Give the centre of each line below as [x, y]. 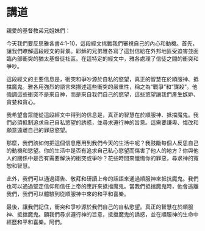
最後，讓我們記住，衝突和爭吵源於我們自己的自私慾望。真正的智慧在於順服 [100, 207]
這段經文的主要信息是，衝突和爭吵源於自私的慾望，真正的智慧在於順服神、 [100, 79]
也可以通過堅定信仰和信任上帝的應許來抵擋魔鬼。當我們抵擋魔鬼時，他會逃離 [103, 186]
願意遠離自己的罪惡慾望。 [38, 130]
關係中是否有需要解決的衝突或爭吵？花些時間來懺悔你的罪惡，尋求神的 [105, 158]
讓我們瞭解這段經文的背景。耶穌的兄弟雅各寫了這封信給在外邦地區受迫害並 [100, 51]
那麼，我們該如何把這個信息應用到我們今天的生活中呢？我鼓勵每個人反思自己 [103, 143]
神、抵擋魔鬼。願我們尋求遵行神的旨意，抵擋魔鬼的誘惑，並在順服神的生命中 [103, 214]
